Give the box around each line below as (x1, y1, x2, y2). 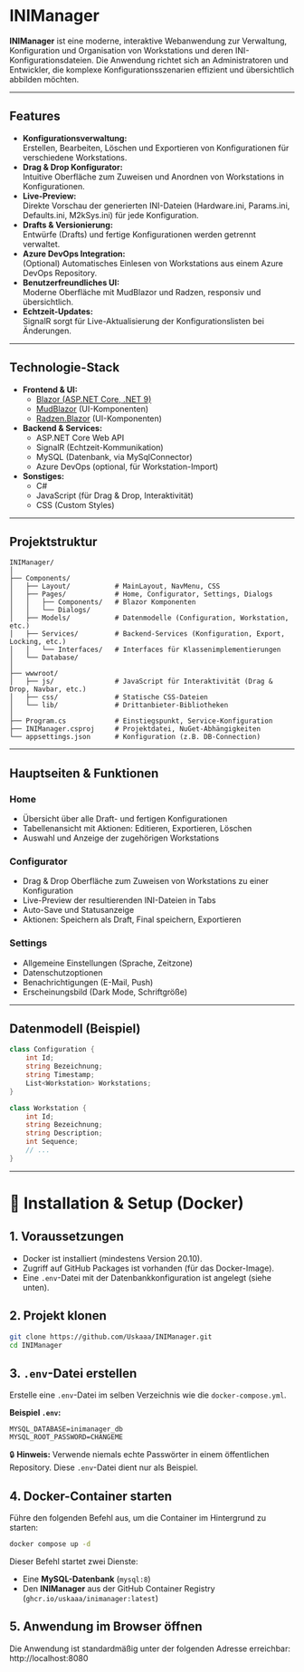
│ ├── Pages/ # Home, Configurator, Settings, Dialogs (9, 590, 273, 599)
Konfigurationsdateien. (9, 54, 95, 65)
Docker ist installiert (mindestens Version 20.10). (22, 1253, 203, 1264)
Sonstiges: (22, 470, 65, 481)
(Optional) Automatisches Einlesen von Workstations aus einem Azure (22, 257, 283, 268)
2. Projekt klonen (9, 1308, 107, 1323)
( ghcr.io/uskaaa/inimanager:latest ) (22, 1592, 159, 1603)
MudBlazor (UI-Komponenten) (35, 403, 149, 414)
